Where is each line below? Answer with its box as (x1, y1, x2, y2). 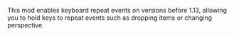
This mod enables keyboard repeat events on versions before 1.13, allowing (7, 6, 228, 14)
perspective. (7, 21, 44, 29)
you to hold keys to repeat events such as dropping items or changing (7, 13, 212, 22)
